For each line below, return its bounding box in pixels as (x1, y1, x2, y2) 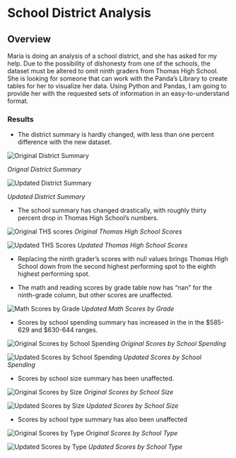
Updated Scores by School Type (88, 442, 183, 451)
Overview (7, 33, 52, 45)
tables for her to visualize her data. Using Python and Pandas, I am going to (7, 82, 228, 90)
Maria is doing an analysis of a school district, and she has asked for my (7, 52, 218, 60)
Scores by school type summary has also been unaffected (17, 415, 188, 424)
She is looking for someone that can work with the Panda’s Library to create (7, 74, 228, 83)
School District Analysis (7, 5, 152, 21)
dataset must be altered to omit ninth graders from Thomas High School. (7, 67, 219, 75)
